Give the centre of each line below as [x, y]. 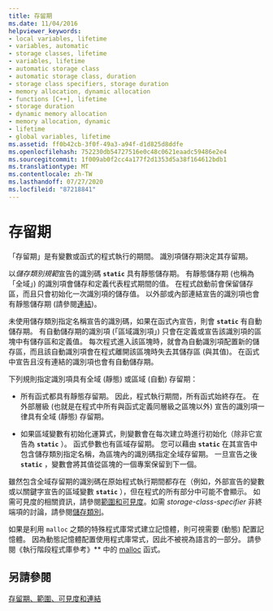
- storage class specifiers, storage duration [89, 84]
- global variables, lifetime [60, 136]
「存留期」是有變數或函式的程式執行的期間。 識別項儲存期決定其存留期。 [130, 256]
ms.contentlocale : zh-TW [50, 174]
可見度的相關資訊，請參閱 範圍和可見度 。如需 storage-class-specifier [130, 501]
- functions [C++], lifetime [58, 99]
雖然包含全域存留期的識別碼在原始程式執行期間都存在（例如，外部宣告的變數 [136, 481]
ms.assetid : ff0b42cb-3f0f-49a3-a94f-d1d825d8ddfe [96, 144]
